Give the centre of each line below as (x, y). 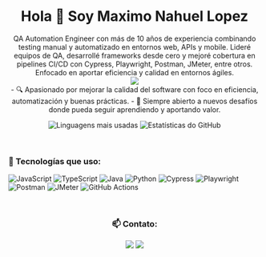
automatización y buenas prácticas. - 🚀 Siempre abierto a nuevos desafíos (135, 101)
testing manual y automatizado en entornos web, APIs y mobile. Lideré (135, 46)
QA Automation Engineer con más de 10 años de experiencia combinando (135, 38)
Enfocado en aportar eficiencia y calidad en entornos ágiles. (135, 72)
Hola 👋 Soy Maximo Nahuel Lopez (135, 16)
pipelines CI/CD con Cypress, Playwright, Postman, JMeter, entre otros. (135, 64)
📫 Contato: (135, 224)
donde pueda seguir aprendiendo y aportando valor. (135, 109)
